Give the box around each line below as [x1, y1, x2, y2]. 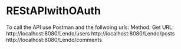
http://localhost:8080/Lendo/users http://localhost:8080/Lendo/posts [6, 30, 175, 37]
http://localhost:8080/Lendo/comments [6, 36, 102, 43]
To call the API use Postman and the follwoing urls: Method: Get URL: [6, 24, 174, 31]
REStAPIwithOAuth [6, 4, 101, 18]
